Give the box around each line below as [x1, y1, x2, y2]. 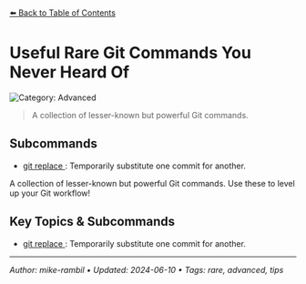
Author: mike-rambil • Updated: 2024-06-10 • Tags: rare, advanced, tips [9, 264, 284, 275]
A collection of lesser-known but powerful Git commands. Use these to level [9, 177, 296, 188]
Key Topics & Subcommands [9, 214, 176, 229]
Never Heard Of [9, 62, 130, 83]
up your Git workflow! [9, 188, 91, 198]
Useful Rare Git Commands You [9, 43, 252, 64]
